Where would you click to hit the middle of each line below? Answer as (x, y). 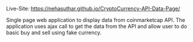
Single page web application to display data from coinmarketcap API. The (96, 20)
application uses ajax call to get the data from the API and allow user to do (97, 26)
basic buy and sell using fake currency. (54, 33)
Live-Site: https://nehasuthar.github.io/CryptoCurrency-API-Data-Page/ (93, 9)
